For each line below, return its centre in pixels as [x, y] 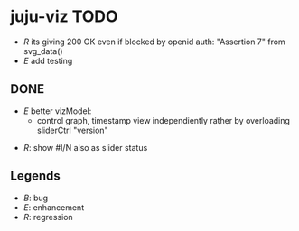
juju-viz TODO [64, 17]
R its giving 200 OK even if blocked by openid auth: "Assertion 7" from [154, 42]
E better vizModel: [57, 111]
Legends [36, 176]
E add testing [48, 60]
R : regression [48, 217]
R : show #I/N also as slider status [85, 147]
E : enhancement [54, 207]
